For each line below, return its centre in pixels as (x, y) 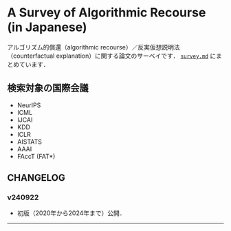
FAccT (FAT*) (36, 156)
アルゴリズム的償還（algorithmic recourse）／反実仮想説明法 (93, 47)
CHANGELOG (36, 178)
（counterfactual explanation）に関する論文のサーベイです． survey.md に (112, 56)
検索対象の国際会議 (48, 88)
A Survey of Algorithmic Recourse (107, 13)
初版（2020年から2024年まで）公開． (71, 213)
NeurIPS (29, 105)
